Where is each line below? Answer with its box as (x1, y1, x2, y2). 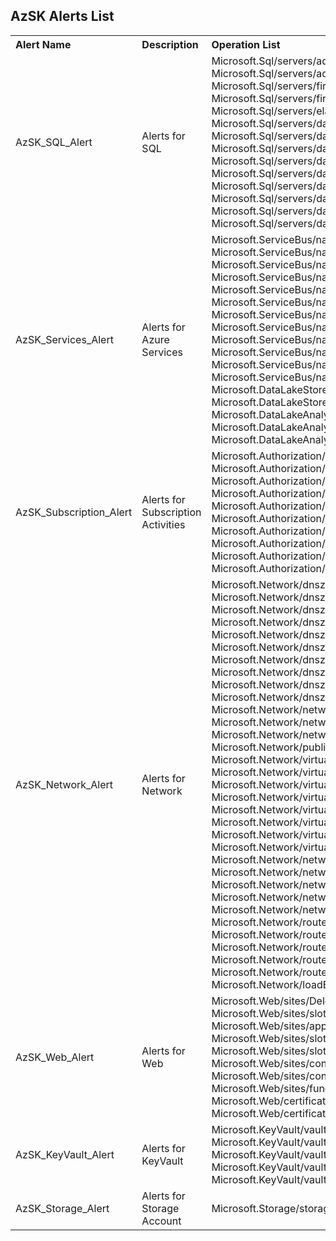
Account (141, 1214, 182, 1228)
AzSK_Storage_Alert (15, 1201, 110, 1215)
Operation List (211, 37, 281, 51)
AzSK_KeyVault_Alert (15, 1147, 115, 1161)
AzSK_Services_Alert (15, 332, 114, 346)
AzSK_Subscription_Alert (15, 505, 133, 519)
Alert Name (15, 37, 72, 51)
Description (141, 37, 199, 51)
